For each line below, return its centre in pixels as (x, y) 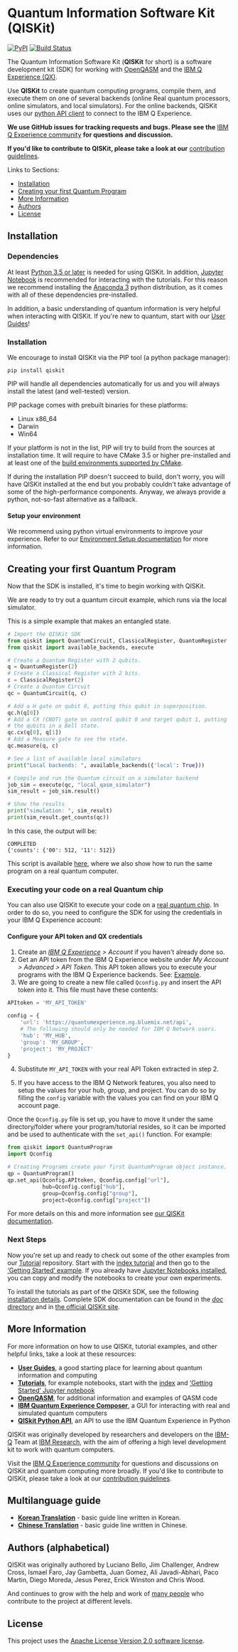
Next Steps (27, 1239)
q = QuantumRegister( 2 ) (43, 667)
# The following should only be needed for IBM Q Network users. (119, 1029)
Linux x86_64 (37, 418)
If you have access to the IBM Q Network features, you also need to (117, 1083)
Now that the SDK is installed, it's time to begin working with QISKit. (107, 586)
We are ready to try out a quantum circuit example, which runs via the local (117, 600)
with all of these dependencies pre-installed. (73, 295)
